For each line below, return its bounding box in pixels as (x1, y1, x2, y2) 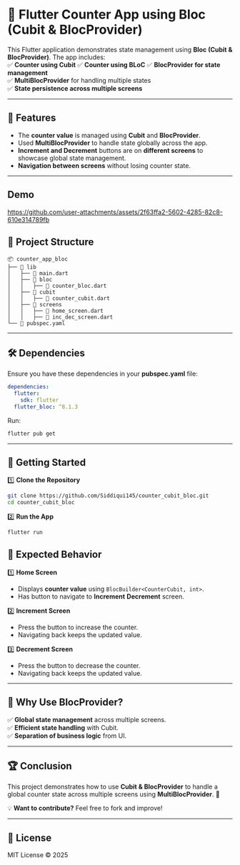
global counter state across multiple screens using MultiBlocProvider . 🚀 (7, 790, 220, 799)
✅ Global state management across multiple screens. (7, 715, 166, 724)
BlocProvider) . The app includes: (7, 53, 106, 61)
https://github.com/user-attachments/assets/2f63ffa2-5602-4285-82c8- (7, 207, 223, 216)
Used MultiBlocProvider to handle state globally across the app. (17, 139, 208, 147)
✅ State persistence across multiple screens (7, 84, 143, 92)
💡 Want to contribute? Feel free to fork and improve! (7, 804, 163, 813)
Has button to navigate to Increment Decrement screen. (17, 592, 184, 601)
